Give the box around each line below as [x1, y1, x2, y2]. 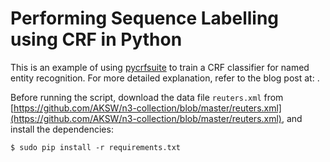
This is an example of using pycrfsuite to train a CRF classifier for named [10, 61, 310, 73]
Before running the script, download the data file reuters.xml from [10, 91, 284, 103]
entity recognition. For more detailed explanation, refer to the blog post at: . [10, 72, 320, 84]
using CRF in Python [10, 28, 183, 51]
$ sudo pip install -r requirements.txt [10, 142, 182, 152]
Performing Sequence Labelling [10, 7, 280, 30]
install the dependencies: [10, 123, 114, 135]
